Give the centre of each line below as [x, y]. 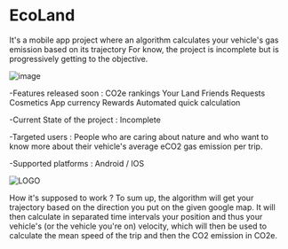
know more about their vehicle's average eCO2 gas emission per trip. [136, 146]
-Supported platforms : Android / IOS [77, 163]
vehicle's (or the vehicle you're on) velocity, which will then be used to [138, 226]
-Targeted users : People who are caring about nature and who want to [139, 136]
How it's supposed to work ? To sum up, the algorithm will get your [132, 198]
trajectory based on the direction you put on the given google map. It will [142, 207]
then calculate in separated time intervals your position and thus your [136, 216]
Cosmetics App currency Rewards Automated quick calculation [125, 102]
